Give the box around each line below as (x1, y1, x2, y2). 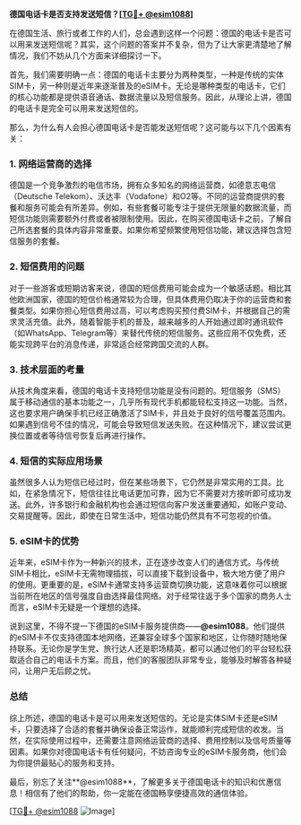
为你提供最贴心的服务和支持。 (9, 757, 119, 768)
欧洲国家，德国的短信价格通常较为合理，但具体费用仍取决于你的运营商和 (16, 293, 284, 304)
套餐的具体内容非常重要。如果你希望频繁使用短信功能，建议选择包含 (32, 224, 284, 236)
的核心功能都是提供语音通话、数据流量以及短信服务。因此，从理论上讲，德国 (9, 91, 292, 102)
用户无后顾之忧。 (32, 665, 96, 676)
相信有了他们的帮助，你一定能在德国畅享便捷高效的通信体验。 (24, 787, 253, 798)
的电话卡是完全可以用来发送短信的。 (9, 103, 143, 113)
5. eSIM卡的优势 (9, 535, 80, 548)
